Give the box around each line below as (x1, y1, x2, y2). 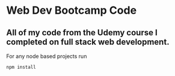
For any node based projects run (6, 53, 87, 60)
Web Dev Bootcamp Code (6, 4, 137, 17)
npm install (6, 64, 36, 70)
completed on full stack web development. (6, 37, 170, 47)
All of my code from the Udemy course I (6, 28, 158, 38)
